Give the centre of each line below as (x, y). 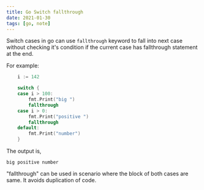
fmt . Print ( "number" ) (55, 134)
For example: (23, 66)
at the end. (20, 54)
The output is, (24, 151)
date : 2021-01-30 (28, 18)
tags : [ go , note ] (28, 23)
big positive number (33, 162)
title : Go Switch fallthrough (45, 12)
